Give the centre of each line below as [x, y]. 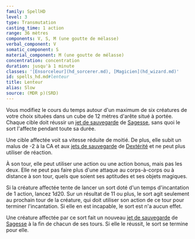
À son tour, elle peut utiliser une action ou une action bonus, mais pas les [94, 163]
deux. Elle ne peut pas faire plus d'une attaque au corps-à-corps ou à [90, 170]
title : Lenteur [25, 83]
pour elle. [18, 230]
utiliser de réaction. [29, 152]
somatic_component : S [32, 50]
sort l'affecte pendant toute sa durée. [51, 128]
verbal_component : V [31, 45]
